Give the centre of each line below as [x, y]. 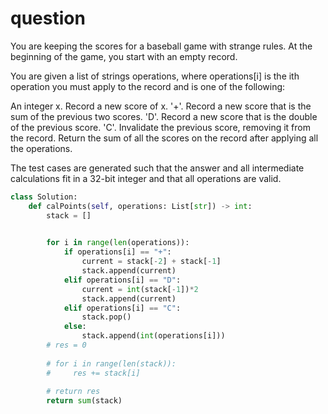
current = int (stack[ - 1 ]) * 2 [140, 289]
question [48, 18]
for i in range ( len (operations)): [118, 243]
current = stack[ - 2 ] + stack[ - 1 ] [151, 262]
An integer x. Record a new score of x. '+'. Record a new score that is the [161, 106]
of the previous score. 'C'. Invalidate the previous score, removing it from [160, 127]
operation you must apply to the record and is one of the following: [148, 86]
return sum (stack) [84, 401]
